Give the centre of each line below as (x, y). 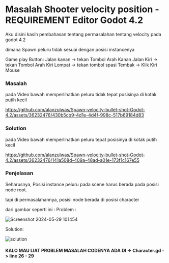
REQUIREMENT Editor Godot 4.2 (74, 20)
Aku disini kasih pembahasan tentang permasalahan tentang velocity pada (83, 34)
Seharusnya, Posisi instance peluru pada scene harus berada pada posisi (82, 184)
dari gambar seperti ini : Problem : (41, 209)
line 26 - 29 (22, 256)
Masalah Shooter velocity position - (82, 9)
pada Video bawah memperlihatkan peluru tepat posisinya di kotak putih (81, 139)
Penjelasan (19, 173)
